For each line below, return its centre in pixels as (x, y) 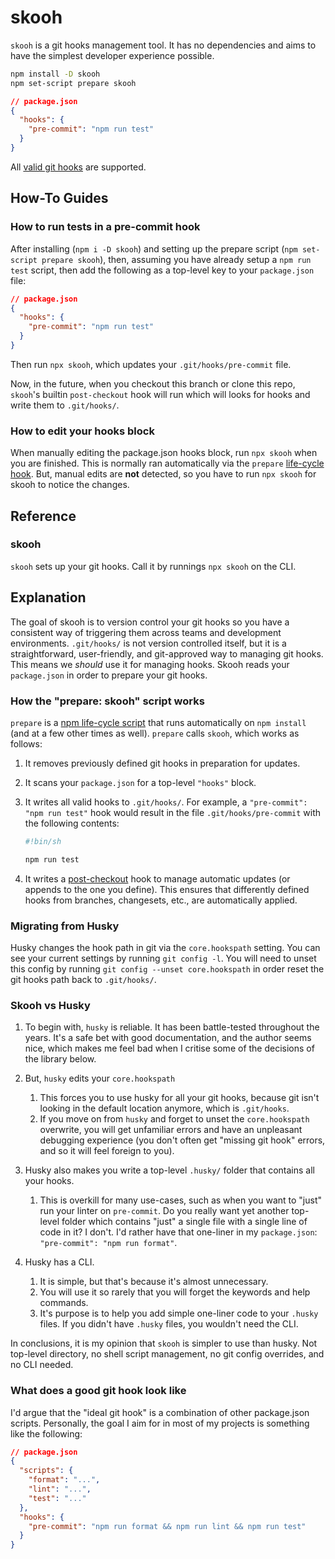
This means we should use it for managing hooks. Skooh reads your (150, 664)
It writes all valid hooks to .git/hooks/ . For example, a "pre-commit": (166, 802)
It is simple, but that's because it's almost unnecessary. (154, 1282)
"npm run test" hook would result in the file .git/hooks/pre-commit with (173, 812)
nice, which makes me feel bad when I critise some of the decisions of (169, 1048)
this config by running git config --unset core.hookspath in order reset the (167, 969)
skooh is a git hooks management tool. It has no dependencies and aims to (163, 45)
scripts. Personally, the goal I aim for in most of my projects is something (160, 1423)
